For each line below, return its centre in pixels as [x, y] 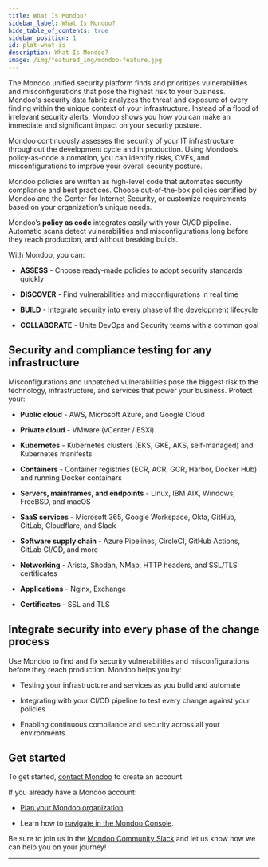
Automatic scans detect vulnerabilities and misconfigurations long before [128, 231]
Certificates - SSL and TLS [65, 604]
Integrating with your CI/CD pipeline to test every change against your [134, 700]
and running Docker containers [71, 477]
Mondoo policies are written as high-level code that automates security [126, 181]
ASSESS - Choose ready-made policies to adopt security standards [131, 270]
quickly [32, 278]
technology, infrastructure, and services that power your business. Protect [130, 390]
